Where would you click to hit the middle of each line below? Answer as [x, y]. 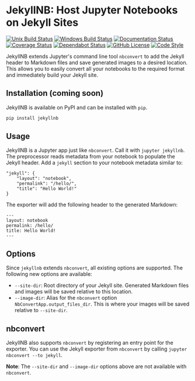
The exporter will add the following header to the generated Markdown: [92, 205]
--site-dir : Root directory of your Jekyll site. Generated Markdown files [102, 285]
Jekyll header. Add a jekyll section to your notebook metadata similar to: [94, 163]
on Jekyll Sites [42, 22]
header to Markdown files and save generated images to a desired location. [97, 63]
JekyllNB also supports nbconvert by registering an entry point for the [90, 343]
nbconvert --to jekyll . [34, 355]
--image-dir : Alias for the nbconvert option [66, 298]
